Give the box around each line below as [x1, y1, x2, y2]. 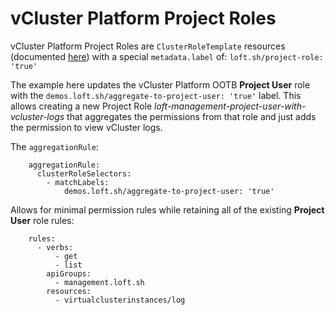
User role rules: [10, 214, 75, 226]
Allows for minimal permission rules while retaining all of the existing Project [10, 203, 325, 216]
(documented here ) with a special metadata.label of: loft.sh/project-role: [10, 50, 324, 62]
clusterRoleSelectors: [36, 168, 132, 179]
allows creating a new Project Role [10, 100, 153, 112]
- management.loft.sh [54, 277, 145, 287]
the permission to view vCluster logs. [10, 121, 163, 133]
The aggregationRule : [10, 140, 99, 152]
